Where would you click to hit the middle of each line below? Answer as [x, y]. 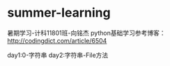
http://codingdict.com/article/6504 [57, 40]
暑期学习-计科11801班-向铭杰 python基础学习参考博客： [86, 33]
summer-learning [59, 13]
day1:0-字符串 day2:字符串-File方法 [58, 55]
